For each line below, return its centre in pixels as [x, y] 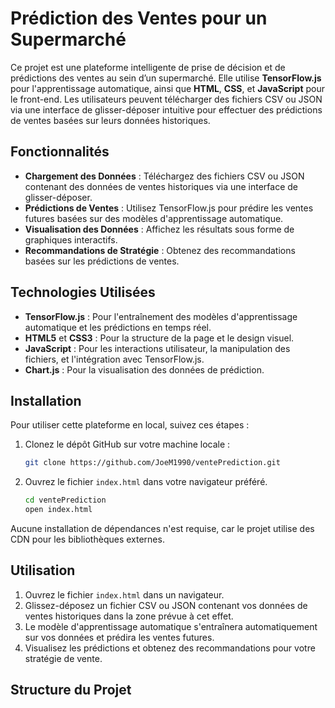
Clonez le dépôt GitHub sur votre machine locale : [127, 444]
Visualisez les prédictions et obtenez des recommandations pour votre [170, 648]
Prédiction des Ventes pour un [139, 18]
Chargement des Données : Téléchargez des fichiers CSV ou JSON [164, 176]
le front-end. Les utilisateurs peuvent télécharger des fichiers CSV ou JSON [166, 99]
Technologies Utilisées [83, 292]
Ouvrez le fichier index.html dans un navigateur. [124, 594]
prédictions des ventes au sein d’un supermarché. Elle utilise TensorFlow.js [166, 78]
